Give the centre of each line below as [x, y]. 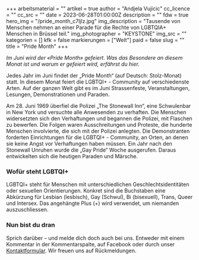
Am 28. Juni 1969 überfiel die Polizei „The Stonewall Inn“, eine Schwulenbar [99, 106]
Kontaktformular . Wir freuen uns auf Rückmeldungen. [71, 251]
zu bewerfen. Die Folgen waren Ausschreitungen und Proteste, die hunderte [99, 125]
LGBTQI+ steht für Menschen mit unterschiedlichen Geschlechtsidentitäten [98, 184]
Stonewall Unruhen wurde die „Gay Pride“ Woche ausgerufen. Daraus [91, 150]
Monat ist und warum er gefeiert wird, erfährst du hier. [73, 64]
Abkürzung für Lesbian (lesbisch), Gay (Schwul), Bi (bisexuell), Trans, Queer [99, 197]
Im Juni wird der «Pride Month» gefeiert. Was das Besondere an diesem [94, 58]
